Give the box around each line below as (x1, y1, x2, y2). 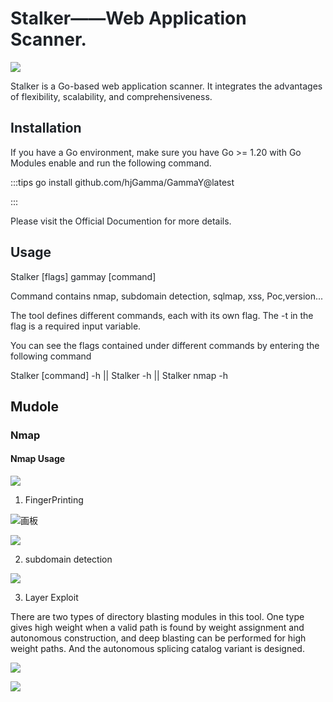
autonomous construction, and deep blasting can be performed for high (10, 632, 307, 644)
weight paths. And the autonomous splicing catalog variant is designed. (10, 643, 305, 655)
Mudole (10, 398, 59, 415)
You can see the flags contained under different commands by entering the (10, 339, 320, 351)
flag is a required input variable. (10, 320, 142, 332)
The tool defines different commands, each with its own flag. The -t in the (10, 309, 314, 321)
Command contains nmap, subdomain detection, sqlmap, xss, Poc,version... (10, 290, 324, 302)
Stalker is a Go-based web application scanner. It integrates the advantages (10, 80, 323, 92)
